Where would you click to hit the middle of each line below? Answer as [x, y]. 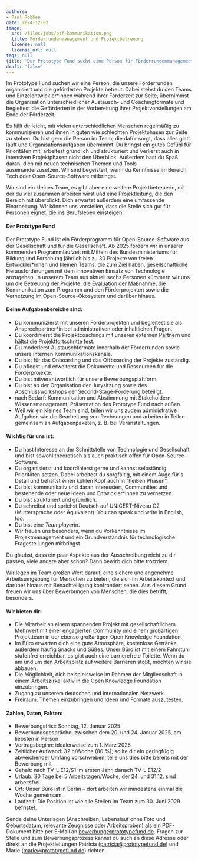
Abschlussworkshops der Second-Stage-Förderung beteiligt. [89, 391]
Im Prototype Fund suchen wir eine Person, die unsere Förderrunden [89, 83]
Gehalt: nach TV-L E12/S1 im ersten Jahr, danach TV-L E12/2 [88, 770]
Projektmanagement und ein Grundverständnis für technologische [95, 537]
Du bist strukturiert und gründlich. [56, 499]
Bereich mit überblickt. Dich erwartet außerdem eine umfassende [85, 200]
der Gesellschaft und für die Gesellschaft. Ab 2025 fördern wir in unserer [95, 246]
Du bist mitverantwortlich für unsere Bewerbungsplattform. [86, 379]
